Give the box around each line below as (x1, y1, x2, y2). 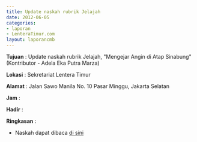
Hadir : (6, 106, 23, 113)
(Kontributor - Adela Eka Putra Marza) (6, 59, 100, 67)
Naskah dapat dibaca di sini (14, 129, 84, 136)
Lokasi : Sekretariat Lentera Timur (6, 71, 91, 78)
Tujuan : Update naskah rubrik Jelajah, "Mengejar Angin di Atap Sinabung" (6, 53, 192, 60)
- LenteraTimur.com (6, 31, 55, 37)
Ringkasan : (6, 117, 37, 125)
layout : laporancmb (6, 37, 55, 43)
